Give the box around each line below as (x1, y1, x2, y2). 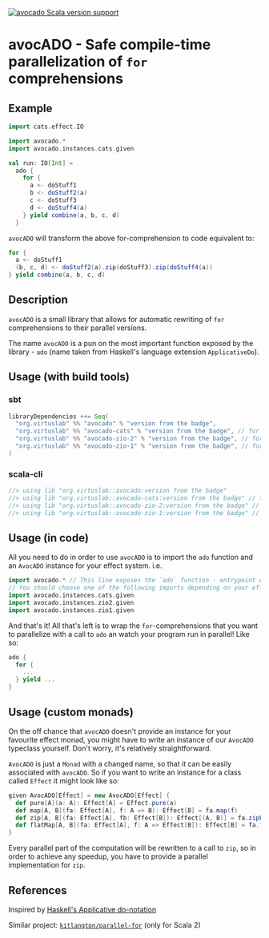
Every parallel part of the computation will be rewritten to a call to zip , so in (8, 843, 256, 853)
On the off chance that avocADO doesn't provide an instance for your (8, 726, 231, 736)
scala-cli (8, 469, 43, 480)
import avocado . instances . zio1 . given (8, 606, 134, 614)
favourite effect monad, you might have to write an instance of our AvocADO (8, 735, 254, 744)
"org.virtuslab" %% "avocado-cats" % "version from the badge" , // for (15, 427, 260, 436)
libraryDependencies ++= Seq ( (8, 413, 110, 421)
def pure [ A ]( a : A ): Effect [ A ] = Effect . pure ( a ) (15, 799, 178, 807)
